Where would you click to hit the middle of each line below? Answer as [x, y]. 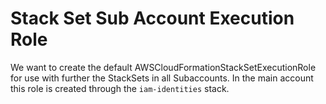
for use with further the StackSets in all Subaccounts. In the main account [162, 78]
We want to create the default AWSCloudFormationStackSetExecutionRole [163, 67]
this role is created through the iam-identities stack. [120, 88]
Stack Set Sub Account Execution [152, 18]
